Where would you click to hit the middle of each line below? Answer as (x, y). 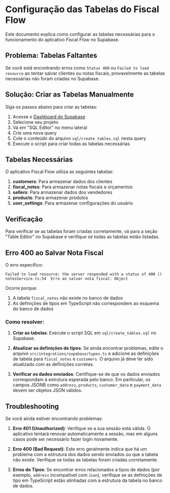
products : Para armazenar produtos (50, 198)
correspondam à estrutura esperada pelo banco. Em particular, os (81, 380)
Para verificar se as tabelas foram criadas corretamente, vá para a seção (81, 232)
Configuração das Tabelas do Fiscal (82, 9)
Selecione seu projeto (35, 122)
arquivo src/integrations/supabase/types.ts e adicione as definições (86, 353)
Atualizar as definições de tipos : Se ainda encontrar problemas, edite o (88, 348)
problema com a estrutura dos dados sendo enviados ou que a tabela (85, 454)
